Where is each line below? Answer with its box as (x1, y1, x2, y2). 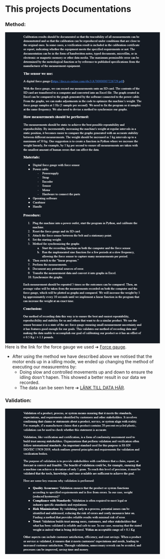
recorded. (19, 379, 40, 386)
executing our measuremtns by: (12, 364, 77, 370)
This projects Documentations (5, 3, 132, 15)
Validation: (5, 397, 32, 404)
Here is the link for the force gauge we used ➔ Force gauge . (5, 344, 127, 350)
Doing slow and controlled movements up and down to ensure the (19, 369, 153, 375)
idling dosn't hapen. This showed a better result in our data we (19, 374, 146, 380)
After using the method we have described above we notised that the (12, 353, 152, 359)
